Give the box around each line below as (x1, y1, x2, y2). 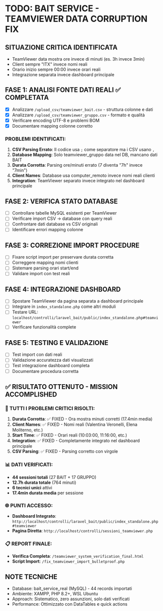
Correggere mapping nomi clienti (12, 260, 79, 265)
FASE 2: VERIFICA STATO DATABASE (5, 197, 118, 205)
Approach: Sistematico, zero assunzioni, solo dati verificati (12, 596, 130, 602)
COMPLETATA (5, 93, 49, 102)
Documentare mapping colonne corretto (12, 123, 93, 129)
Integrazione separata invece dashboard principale (12, 72, 114, 77)
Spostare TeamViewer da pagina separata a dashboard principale (12, 298, 144, 304)
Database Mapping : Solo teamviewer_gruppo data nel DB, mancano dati (12, 152, 158, 158)
